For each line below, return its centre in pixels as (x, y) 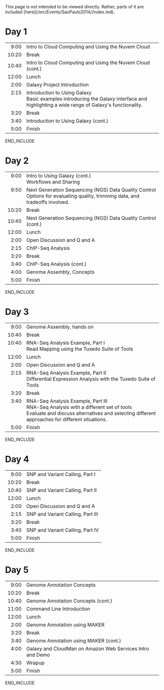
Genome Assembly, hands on (60, 327)
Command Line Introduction (58, 609)
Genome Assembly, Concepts (60, 272)
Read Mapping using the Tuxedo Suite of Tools (80, 349)
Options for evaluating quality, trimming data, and (83, 196)
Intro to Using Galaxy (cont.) (59, 176)
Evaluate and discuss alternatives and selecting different (91, 413)
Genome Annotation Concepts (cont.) (69, 601)
